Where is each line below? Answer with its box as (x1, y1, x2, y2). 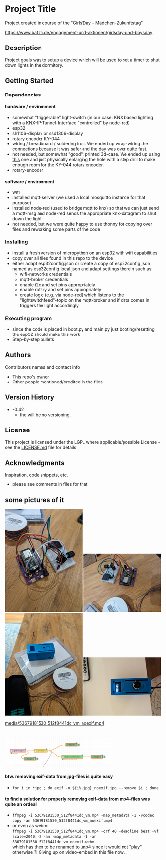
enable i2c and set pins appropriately (19, 281, 95, 287)
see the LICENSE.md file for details (5, 444, 77, 450)
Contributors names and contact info (5, 364, 80, 370)
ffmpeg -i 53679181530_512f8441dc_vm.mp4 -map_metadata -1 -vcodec (12, 813, 154, 818)
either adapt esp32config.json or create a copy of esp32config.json (12, 260, 151, 266)
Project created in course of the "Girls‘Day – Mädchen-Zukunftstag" (5, 20, 143, 26)
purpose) (12, 200, 31, 206)
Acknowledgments (5, 459, 65, 467)
